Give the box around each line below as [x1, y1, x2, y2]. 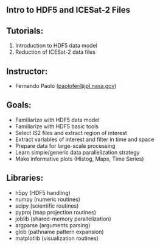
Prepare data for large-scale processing [15, 142, 116, 149]
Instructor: [6, 66, 48, 76]
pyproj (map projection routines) [15, 208, 96, 216]
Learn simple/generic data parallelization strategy [15, 148, 140, 156]
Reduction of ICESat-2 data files [15, 48, 96, 56]
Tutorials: [6, 26, 44, 36]
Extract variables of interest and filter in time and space [15, 136, 155, 143]
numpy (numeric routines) [15, 195, 81, 203]
